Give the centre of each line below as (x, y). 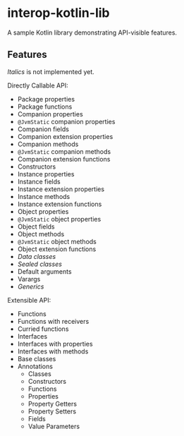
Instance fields (39, 181)
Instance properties (46, 174)
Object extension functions (57, 249)
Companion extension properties (65, 136)
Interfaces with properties (55, 344)
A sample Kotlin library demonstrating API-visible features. (92, 32)
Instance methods (44, 196)
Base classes (37, 358)
